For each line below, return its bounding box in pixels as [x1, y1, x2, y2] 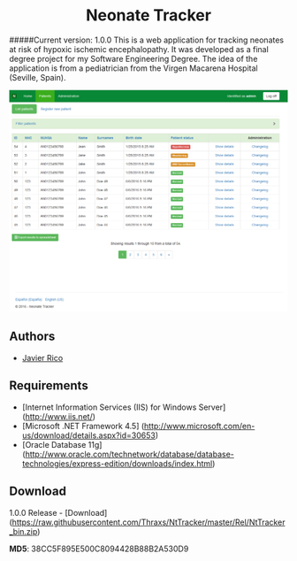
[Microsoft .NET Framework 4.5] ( [21, 420, 145, 431]
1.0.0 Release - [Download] [9, 507, 108, 518]
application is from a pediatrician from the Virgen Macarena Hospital [9, 63, 258, 73]
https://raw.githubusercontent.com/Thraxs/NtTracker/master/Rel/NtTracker [11, 517, 286, 527]
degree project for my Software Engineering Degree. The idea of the [9, 53, 258, 64]
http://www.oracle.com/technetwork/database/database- [25, 449, 234, 459]
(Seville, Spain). [9, 72, 66, 82]
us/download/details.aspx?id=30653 [21, 430, 156, 441]
